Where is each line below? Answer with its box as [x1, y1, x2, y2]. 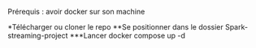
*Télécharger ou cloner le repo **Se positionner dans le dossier [7, 22, 224, 31]
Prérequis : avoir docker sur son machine [7, 7, 145, 16]
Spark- [225, 22, 249, 31]
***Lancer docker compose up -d [69, 31, 186, 40]
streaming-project [7, 31, 68, 40]
